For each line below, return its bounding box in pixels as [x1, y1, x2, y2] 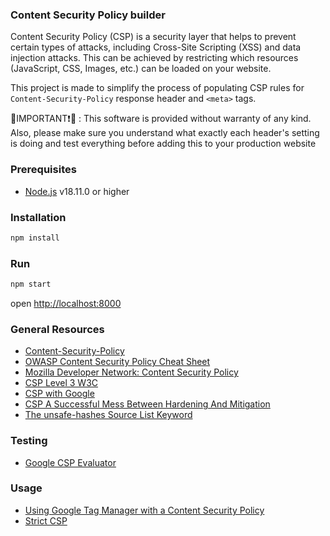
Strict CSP [24, 514, 68, 527]
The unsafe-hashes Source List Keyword [24, 409, 193, 421]
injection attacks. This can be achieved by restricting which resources [10, 52, 299, 64]
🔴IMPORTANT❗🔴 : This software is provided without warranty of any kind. [10, 113, 312, 125]
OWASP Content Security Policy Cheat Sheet [24, 356, 211, 368]
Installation [10, 210, 67, 224]
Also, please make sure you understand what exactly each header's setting [10, 127, 320, 139]
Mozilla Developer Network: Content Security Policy [24, 366, 239, 378]
